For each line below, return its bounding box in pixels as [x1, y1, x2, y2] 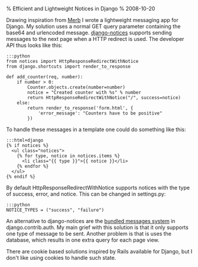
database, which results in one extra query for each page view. [6, 237, 160, 243]
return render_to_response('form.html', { [27, 105, 134, 111]
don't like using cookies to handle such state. [6, 255, 116, 261]
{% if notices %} [6, 142, 49, 148]
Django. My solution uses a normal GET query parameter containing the [6, 23, 181, 30]
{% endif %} [6, 174, 35, 180]
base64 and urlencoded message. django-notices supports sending [6, 29, 173, 36]
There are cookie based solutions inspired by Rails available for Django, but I [6, 248, 193, 255]
